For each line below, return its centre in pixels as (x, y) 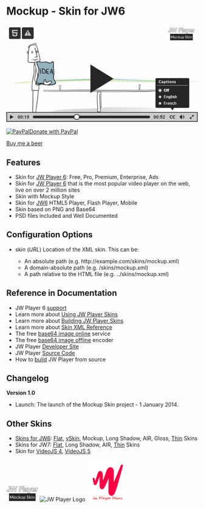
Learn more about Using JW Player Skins (66, 314)
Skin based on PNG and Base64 (55, 209)
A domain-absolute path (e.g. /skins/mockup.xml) (86, 268)
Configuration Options (49, 235)
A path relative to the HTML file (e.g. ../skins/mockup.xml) (97, 274)
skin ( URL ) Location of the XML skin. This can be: (77, 249)
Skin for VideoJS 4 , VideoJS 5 (53, 451)
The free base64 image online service (63, 333)
